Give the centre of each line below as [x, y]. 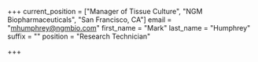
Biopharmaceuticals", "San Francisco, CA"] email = [90, 20]
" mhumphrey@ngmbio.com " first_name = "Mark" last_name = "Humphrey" [129, 28]
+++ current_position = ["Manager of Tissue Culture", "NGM [105, 11]
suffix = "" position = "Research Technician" [79, 36]
